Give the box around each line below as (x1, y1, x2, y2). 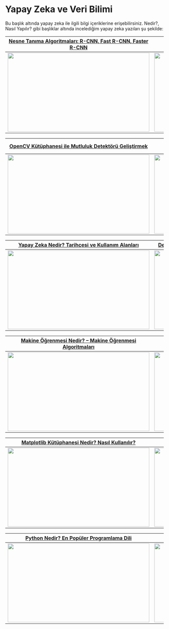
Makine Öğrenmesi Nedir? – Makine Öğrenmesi (21, 337, 137, 344)
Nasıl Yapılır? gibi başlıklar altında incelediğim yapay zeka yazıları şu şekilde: (5, 25, 163, 31)
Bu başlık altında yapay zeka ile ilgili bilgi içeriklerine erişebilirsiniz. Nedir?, (5, 20, 159, 26)
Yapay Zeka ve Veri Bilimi (5, 4, 113, 15)
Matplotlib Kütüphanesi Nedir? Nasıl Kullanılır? (21, 439, 136, 446)
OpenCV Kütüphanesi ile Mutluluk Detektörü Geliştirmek (9, 142, 148, 149)
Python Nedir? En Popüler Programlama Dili (25, 534, 132, 541)
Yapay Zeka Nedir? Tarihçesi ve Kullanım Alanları (18, 241, 139, 248)
